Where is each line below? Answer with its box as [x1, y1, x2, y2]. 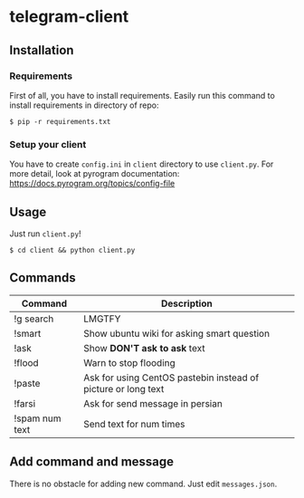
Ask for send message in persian [82, 397, 223, 409]
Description [161, 297, 213, 310]
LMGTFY [82, 312, 121, 325]
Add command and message [9, 455, 175, 470]
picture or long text [82, 382, 165, 395]
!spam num [14, 412, 62, 425]
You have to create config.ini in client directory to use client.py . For [9, 158, 274, 169]
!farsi [14, 397, 36, 409]
